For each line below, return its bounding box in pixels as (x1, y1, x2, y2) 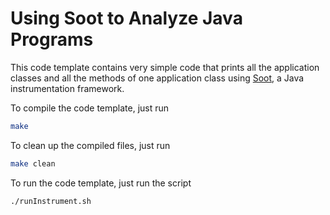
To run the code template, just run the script (10, 177, 192, 189)
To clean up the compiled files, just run (10, 139, 171, 151)
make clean (10, 158, 56, 169)
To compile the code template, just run (10, 102, 170, 114)
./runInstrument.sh (10, 196, 92, 206)
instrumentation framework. (10, 82, 125, 94)
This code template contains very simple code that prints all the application (10, 61, 320, 73)
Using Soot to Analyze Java (10, 7, 243, 30)
